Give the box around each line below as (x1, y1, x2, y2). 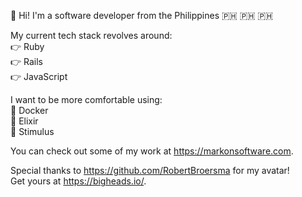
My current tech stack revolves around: (10, 30, 173, 41)
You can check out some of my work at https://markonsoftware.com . (10, 145, 294, 157)
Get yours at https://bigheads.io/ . (10, 175, 147, 187)
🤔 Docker (10, 105, 49, 116)
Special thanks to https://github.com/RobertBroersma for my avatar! (10, 165, 290, 176)
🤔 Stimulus (10, 126, 55, 137)
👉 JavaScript (10, 71, 68, 82)
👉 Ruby (10, 41, 45, 52)
